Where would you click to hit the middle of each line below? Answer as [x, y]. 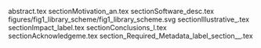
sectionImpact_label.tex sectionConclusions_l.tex [87, 27]
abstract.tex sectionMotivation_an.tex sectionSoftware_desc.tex [111, 11]
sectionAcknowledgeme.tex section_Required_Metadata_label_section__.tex [130, 36]
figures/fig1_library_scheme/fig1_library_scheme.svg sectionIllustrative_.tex [129, 19]
